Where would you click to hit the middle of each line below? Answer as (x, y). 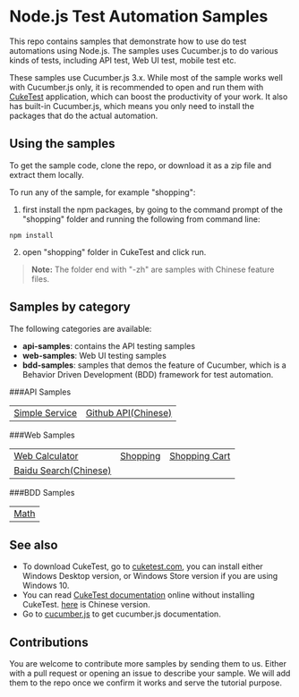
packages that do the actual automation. (84, 115)
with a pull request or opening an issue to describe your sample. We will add (150, 674)
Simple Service (46, 412)
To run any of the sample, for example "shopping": (103, 192)
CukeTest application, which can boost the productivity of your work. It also (149, 97)
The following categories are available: (81, 328)
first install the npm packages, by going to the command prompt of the (153, 209)
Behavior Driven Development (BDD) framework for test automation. (148, 374)
